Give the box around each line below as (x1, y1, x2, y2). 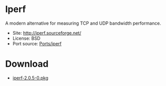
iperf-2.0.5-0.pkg (12, 74, 49, 81)
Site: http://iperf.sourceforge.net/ (12, 30, 81, 36)
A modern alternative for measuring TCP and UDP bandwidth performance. (5, 20, 161, 26)
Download (5, 58, 49, 70)
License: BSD (12, 35, 41, 41)
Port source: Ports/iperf (12, 40, 62, 46)
